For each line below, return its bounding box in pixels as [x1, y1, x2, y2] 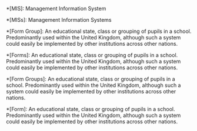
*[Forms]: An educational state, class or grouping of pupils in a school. [6, 52, 178, 58]
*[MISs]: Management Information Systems [6, 16, 112, 23]
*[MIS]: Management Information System [6, 5, 106, 12]
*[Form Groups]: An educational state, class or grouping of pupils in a [6, 76, 175, 82]
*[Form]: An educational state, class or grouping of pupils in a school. [6, 106, 175, 112]
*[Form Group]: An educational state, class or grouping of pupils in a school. [6, 28, 192, 35]
